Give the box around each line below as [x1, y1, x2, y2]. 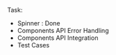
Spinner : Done [17, 19, 60, 27]
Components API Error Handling [17, 27, 109, 34]
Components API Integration [17, 34, 99, 42]
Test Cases [17, 41, 50, 49]
